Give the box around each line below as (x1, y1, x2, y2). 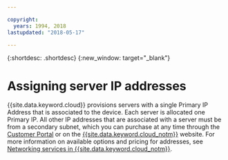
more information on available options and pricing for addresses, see (7, 137, 204, 146)
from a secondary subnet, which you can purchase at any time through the (7, 123, 220, 131)
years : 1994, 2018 (13, 22, 67, 30)
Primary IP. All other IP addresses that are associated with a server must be (7, 115, 222, 124)
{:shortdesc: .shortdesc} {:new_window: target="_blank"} (7, 54, 171, 62)
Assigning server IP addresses (7, 78, 187, 94)
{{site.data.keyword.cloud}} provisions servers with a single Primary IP (7, 101, 209, 109)
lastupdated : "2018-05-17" (7, 29, 85, 36)
